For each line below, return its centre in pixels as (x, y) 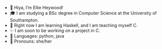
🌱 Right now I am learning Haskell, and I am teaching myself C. (74, 25)
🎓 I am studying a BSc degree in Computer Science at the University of (83, 13)
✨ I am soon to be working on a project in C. (55, 30)
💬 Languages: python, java (37, 36)
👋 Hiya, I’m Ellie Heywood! (36, 8)
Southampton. (24, 20)
